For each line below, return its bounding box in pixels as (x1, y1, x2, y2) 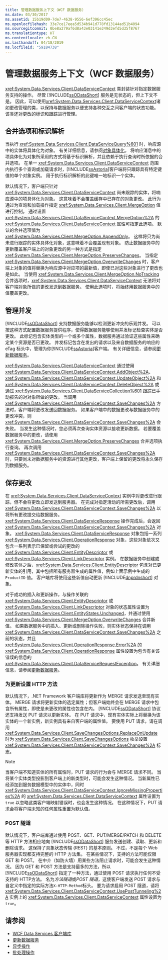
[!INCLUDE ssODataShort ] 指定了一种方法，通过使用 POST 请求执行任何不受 (5, 869, 161, 876)
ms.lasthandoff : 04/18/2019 (5, 40, 64, 45)
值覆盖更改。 (5, 290, 31, 296)
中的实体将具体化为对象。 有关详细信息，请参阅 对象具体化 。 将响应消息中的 (5, 147, 161, 153)
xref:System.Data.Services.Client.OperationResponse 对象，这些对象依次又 (5, 537, 160, 543)
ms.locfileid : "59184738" (5, 45, 59, 50)
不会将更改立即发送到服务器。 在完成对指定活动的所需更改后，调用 (18, 499, 155, 505)
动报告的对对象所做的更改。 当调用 (5, 394, 76, 400)
